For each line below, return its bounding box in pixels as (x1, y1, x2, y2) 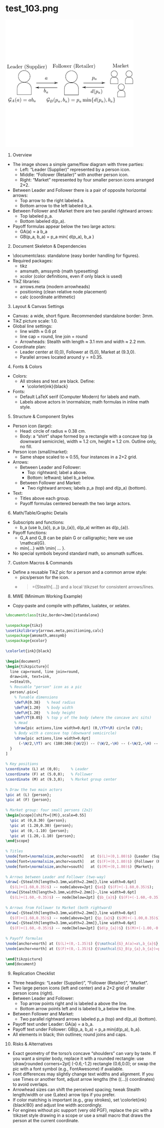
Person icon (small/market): (12, 449, 69, 455)
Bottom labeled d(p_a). (19, 218, 66, 224)
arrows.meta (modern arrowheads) (19, 283, 91, 290)
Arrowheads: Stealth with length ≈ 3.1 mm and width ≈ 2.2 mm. (19, 339, 146, 345)
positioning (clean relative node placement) (19, 289, 107, 294)
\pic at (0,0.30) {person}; (10, 818, 67, 823)
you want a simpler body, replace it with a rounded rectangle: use (12, 1055, 144, 1061)
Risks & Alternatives (12, 1041, 53, 1047)
